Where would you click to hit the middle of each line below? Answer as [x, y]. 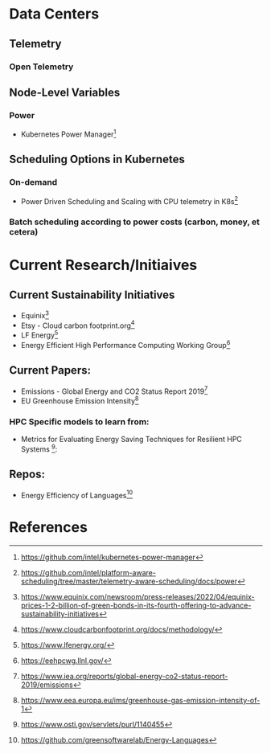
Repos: [27, 475]
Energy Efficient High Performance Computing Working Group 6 [125, 344]
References [48, 528]
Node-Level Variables [65, 92]
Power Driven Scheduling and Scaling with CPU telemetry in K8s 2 [129, 200]
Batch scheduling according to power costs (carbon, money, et [135, 222]
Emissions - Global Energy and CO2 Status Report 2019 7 [114, 391]
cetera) [24, 232]
